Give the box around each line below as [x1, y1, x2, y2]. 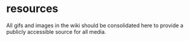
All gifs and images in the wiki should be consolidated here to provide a [6, 22, 184, 29]
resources [6, 2, 59, 16]
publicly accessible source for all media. [6, 28, 107, 35]
